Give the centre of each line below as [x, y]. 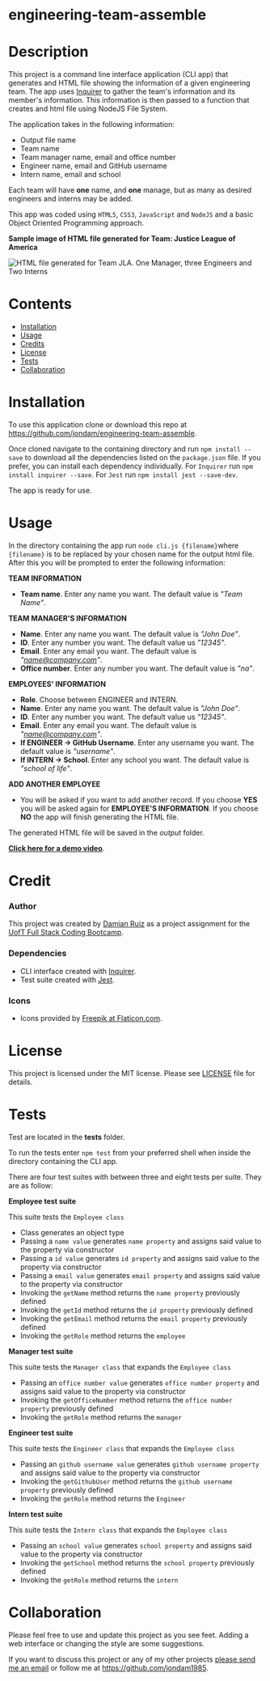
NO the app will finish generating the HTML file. [99, 817]
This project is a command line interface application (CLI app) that [118, 74]
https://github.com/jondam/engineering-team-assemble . [103, 433]
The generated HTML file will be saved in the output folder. [106, 832]
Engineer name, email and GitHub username [93, 166]
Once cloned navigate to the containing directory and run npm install [124, 449]
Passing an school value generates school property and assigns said [136, 1545]
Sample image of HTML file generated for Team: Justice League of [122, 239]
